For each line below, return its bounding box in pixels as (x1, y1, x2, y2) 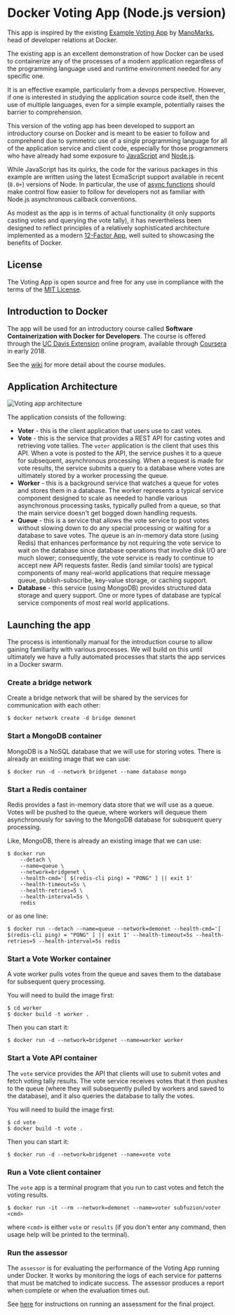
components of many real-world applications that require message (17, 569, 210, 577)
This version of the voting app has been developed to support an (7, 121, 195, 130)
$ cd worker (7, 1005, 42, 1012)
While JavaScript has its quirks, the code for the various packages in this (7, 165, 218, 173)
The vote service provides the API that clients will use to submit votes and (7, 1069, 221, 1078)
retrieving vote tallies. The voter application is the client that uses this (17, 441, 219, 450)
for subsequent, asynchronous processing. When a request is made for (17, 456, 224, 465)
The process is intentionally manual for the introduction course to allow (7, 638, 213, 646)
